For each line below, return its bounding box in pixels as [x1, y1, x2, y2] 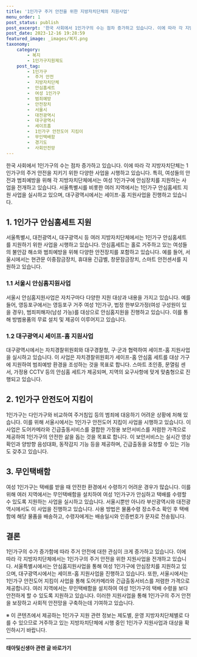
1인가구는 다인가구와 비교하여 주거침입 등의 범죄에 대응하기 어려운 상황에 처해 [6, 411, 182, 418]
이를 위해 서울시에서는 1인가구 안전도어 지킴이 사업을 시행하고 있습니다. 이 [23, 418, 191, 425]
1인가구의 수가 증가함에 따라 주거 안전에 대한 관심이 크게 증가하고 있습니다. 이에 [6, 548, 186, 555]
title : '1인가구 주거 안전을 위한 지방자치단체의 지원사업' [6, 8, 130, 15]
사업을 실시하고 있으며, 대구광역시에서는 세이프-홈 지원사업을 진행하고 [12, 191, 172, 198]
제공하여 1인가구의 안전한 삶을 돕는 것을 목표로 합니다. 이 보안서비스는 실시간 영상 [6, 433, 191, 440]
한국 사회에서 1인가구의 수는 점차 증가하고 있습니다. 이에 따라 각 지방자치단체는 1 [6, 162, 189, 169]
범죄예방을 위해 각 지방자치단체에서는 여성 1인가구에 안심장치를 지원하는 [16, 177, 181, 184]
